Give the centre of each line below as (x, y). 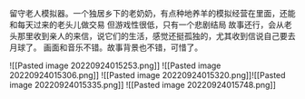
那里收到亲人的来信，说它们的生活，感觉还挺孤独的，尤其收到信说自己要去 (156, 36)
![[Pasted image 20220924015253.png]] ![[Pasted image (115, 65)
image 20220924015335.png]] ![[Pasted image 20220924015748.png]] (143, 85)
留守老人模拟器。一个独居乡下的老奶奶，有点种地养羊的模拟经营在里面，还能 (152, 13)
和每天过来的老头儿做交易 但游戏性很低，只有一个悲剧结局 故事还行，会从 (147, 25)
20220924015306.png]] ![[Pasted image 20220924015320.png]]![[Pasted (148, 75)
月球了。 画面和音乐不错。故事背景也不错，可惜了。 (106, 47)
